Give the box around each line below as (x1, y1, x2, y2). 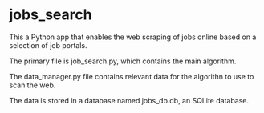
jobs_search (9, 6, 92, 24)
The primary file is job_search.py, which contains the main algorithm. (9, 56, 237, 66)
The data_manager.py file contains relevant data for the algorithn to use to (9, 71, 254, 81)
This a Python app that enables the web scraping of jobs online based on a (9, 32, 257, 42)
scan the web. (9, 80, 56, 90)
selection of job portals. (9, 40, 87, 50)
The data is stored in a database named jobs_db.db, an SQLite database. (9, 95, 250, 105)
